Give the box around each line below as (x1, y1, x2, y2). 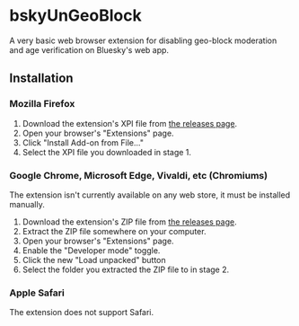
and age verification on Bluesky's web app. (9, 44, 169, 55)
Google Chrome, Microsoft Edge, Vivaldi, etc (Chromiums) (9, 169, 268, 181)
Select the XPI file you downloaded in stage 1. (22, 146, 191, 157)
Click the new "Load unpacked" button (22, 254, 166, 265)
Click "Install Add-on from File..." (22, 137, 144, 148)
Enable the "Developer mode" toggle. (22, 244, 161, 256)
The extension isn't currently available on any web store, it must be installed (9, 189, 291, 200)
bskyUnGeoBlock (9, 5, 142, 26)
